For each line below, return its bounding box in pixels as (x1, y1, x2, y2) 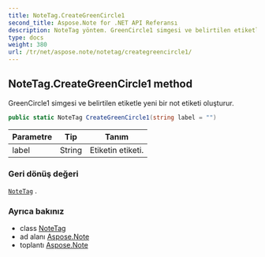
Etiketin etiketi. (89, 144, 144, 155)
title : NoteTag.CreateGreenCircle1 (8, 11, 125, 20)
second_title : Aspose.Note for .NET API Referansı (8, 19, 178, 27)
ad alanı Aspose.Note (19, 232, 90, 241)
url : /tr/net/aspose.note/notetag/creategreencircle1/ (8, 48, 192, 56)
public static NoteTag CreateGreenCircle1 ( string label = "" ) (8, 114, 217, 121)
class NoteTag (19, 224, 66, 233)
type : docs (8, 33, 44, 42)
